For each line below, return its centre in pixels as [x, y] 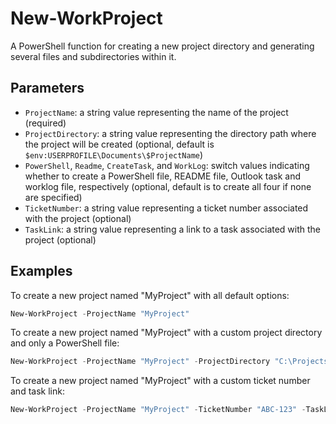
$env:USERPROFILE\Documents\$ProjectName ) [114, 154]
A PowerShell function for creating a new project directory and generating [162, 46]
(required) [45, 123]
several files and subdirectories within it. [93, 56]
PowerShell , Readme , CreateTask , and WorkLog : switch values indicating [167, 165]
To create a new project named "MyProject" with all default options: [150, 295]
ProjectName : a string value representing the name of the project [156, 112]
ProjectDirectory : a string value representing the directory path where [170, 133]
